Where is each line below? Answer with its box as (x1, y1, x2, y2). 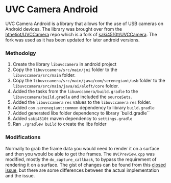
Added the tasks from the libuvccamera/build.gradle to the (12, 88, 138, 95)
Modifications (5, 134, 41, 141)
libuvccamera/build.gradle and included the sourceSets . (12, 94, 132, 100)
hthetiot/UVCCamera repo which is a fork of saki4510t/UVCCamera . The (5, 31, 157, 37)
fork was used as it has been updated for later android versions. (5, 37, 140, 43)
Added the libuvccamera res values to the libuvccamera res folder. (12, 99, 152, 105)
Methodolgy (5, 50, 37, 57)
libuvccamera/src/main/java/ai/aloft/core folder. (12, 83, 119, 89)
